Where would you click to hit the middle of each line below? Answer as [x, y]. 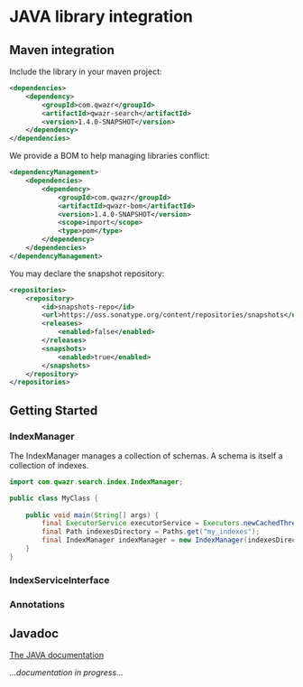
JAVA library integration [101, 17]
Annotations [37, 604]
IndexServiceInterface [60, 580]
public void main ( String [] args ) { [92, 515]
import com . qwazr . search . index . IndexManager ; [96, 482]
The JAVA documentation [57, 655]
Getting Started [54, 410]
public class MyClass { [54, 498]
